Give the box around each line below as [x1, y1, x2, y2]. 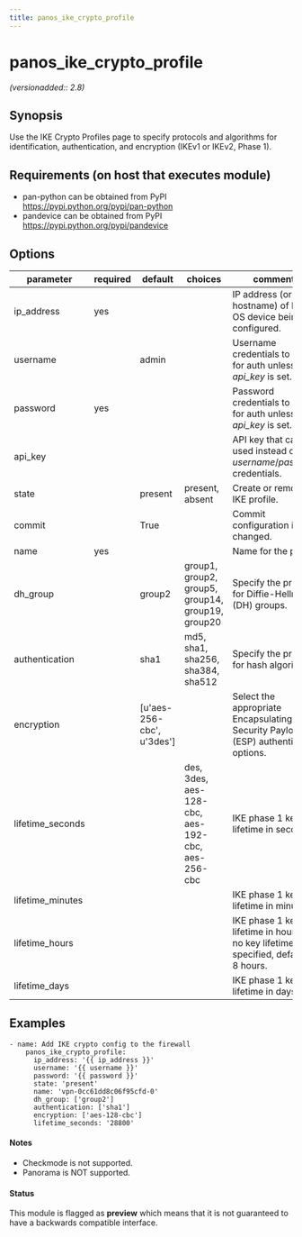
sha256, [183, 653, 220, 665]
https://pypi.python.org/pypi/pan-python [22, 201, 173, 212]
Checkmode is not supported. [22, 1158, 133, 1169]
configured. [232, 322, 281, 334]
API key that [232, 433, 283, 446]
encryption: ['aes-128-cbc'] [32, 1110, 143, 1120]
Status [9, 1187, 35, 1198]
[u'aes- [139, 702, 173, 714]
